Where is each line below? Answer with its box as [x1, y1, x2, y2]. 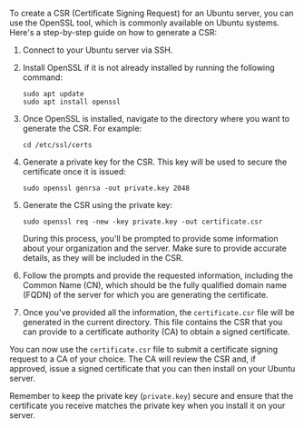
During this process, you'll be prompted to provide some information [22, 234, 279, 244]
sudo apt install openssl [22, 97, 121, 106]
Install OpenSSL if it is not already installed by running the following [22, 63, 275, 73]
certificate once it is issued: [22, 166, 127, 176]
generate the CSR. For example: [22, 123, 142, 134]
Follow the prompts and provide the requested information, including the [22, 270, 293, 281]
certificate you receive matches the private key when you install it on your [9, 400, 286, 411]
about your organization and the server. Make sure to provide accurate [22, 243, 288, 254]
